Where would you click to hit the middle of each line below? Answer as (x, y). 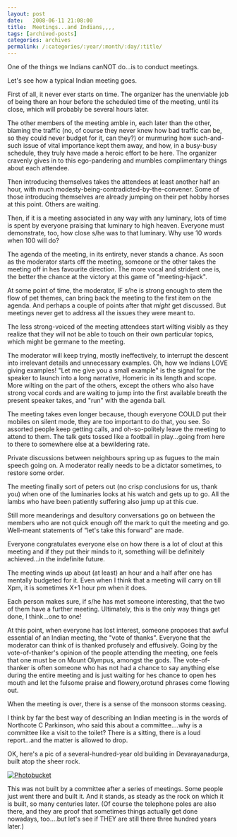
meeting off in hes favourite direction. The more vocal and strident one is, (114, 269)
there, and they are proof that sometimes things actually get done (103, 811)
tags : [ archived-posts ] (42, 34)
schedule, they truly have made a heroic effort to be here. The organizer (112, 153)
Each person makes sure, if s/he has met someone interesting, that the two (116, 601)
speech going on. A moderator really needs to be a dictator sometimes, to (115, 465)
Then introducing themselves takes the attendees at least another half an (114, 182)
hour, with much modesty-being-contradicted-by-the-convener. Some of (114, 189)
